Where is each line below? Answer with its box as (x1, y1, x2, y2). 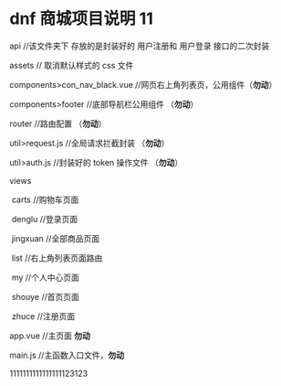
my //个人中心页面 (11, 272, 79, 283)
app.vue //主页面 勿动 (9, 330, 91, 341)
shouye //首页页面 (11, 291, 80, 302)
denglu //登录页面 (11, 213, 78, 224)
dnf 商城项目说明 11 (9, 8, 153, 29)
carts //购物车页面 (11, 194, 79, 205)
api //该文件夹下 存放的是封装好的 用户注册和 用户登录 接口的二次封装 (9, 40, 270, 51)
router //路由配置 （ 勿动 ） (9, 118, 107, 129)
